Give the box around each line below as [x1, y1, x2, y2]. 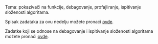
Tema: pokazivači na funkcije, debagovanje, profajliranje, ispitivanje [5, 4, 141, 10]
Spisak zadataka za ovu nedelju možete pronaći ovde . [5, 19, 114, 24]
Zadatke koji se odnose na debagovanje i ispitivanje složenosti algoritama [5, 28, 153, 34]
